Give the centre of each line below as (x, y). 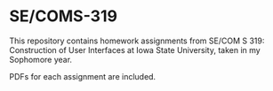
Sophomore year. (41, 59)
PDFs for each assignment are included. (83, 76)
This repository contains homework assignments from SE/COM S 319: (137, 41)
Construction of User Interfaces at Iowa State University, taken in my (135, 49)
